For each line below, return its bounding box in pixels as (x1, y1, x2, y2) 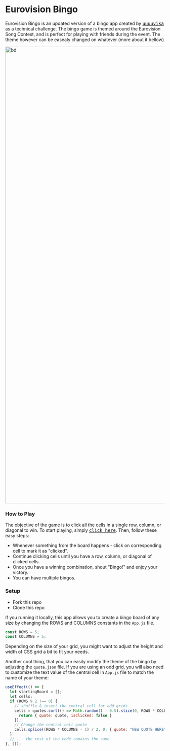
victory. (12, 569, 29, 575)
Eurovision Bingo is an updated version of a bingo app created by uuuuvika (5, 20, 164, 26)
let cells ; (10, 694, 33, 699)
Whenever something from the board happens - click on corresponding (12, 542, 162, 549)
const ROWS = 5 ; (5, 629, 39, 635)
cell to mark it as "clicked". (12, 548, 68, 554)
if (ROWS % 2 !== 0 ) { (10, 699, 58, 704)
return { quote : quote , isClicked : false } (18, 713, 112, 718)
